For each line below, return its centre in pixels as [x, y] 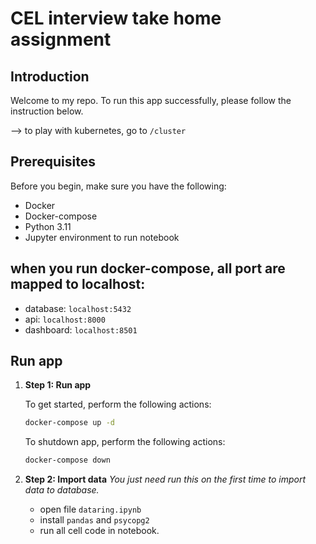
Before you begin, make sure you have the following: [118, 186]
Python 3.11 [48, 226]
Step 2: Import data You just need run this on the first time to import [165, 479]
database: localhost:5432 [78, 308]
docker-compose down [67, 460]
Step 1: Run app [58, 385]
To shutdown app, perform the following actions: [125, 442]
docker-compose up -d [69, 423]
